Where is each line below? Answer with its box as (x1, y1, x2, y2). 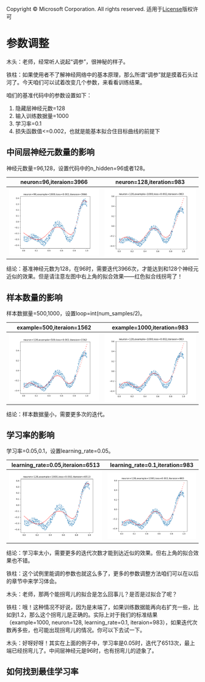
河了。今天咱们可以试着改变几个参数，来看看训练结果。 (6, 78, 145, 86)
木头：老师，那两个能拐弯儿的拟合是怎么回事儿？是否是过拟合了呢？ (6, 590, 178, 598)
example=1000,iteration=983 (112, 323, 189, 331)
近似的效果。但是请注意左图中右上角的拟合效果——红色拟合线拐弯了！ (6, 273, 183, 280)
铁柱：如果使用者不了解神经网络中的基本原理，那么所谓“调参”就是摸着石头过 (6, 71, 198, 78)
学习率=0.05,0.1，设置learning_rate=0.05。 (6, 447, 114, 455)
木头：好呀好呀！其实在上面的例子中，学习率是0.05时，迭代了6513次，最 (6, 639, 190, 647)
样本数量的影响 (6, 292, 63, 302)
